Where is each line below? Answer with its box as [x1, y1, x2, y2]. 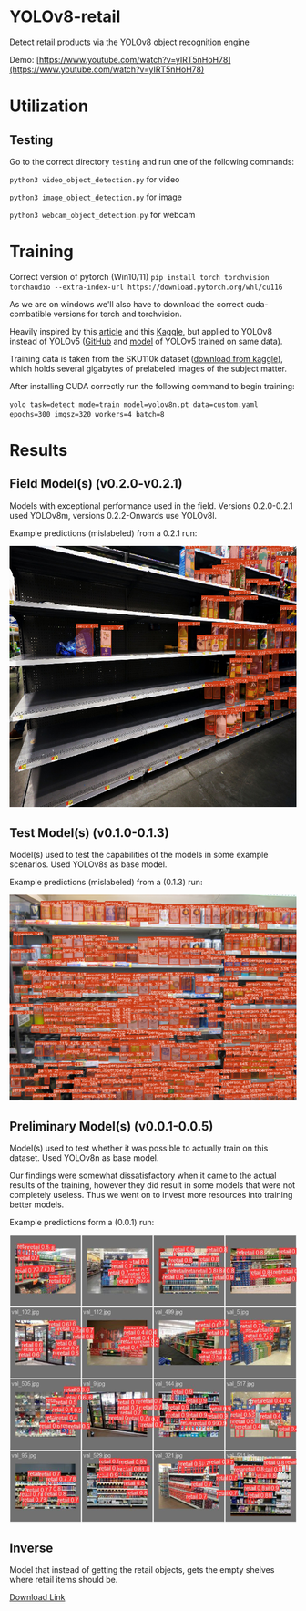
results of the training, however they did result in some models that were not [9, 1180, 296, 1191]
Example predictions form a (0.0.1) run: [9, 1217, 155, 1228]
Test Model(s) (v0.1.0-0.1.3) [9, 825, 170, 841]
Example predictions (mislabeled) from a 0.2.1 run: [9, 527, 198, 539]
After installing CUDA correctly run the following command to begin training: [9, 380, 295, 391]
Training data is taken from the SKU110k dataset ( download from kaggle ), [9, 353, 284, 364]
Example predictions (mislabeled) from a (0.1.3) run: [9, 877, 203, 888]
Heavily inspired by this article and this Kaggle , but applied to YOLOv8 [9, 325, 273, 336]
